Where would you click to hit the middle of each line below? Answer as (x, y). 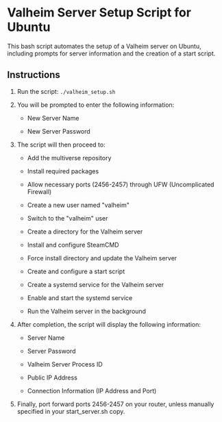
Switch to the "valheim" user (67, 218)
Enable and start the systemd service (80, 298)
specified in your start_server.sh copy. (71, 411)
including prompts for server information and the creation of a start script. (111, 53)
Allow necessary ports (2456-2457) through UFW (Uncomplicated (121, 184)
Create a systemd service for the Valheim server (96, 284)
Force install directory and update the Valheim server (102, 258)
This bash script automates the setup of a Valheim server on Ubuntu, (104, 46)
